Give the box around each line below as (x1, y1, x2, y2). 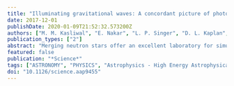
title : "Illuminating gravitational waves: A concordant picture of (7, 10, 210, 17)
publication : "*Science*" (7, 55, 82, 62)
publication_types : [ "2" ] (7, 36, 82, 43)
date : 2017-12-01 (7, 17, 58, 24)
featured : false (7, 49, 54, 56)
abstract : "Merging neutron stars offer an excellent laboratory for (7, 42, 214, 49)
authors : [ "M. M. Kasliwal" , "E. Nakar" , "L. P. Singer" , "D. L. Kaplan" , (7, 29, 229, 37)
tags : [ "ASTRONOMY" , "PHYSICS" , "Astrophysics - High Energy (7, 62, 189, 69)
